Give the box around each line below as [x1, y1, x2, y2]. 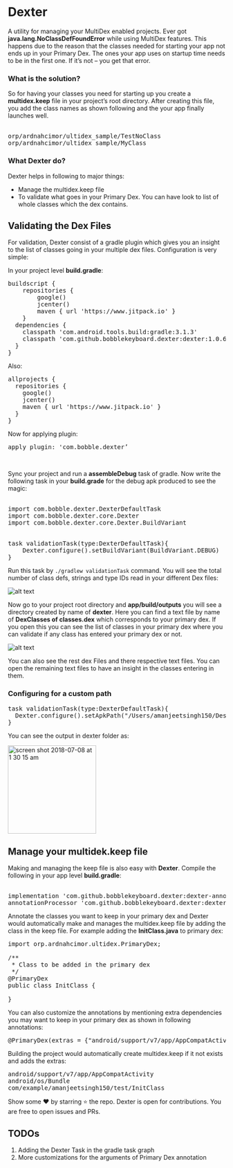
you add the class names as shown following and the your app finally [8, 104, 205, 113]
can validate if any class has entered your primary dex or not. [8, 630, 183, 639]
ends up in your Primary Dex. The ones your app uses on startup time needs [8, 49, 225, 57]
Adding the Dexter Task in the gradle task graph [17, 1146, 155, 1154]
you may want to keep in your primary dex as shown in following [8, 1016, 191, 1024]
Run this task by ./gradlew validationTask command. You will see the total [8, 567, 222, 575]
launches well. [8, 111, 49, 120]
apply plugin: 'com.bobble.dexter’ [8, 444, 129, 451]
